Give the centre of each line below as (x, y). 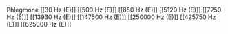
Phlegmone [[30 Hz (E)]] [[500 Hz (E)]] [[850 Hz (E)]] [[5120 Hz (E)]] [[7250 (114, 10)
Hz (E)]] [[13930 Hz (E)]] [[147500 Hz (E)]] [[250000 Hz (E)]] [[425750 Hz (111, 17)
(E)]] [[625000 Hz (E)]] (39, 24)
